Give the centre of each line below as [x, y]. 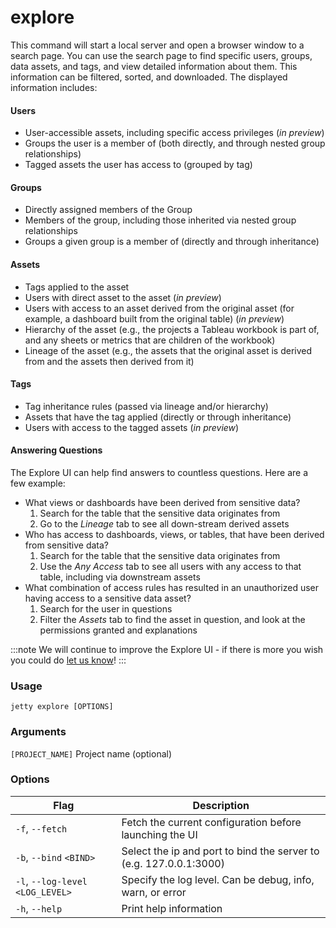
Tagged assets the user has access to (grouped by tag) [138, 165]
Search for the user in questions [106, 608]
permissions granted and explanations [118, 630]
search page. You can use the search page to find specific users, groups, [161, 55]
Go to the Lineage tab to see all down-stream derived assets [164, 523]
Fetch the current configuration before [211, 822]
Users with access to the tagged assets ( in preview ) [132, 427]
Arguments [38, 732]
